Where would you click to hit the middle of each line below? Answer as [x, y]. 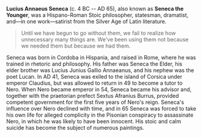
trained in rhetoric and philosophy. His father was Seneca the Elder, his [94, 64]
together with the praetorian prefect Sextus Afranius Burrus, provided [93, 96]
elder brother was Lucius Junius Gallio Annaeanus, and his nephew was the [100, 70]
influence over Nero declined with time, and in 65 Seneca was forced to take [101, 108]
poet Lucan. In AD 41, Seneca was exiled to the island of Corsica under [94, 77]
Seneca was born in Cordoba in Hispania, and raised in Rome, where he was [101, 57]
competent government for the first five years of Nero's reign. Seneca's [95, 102]
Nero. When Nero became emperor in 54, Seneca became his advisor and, [99, 89]
